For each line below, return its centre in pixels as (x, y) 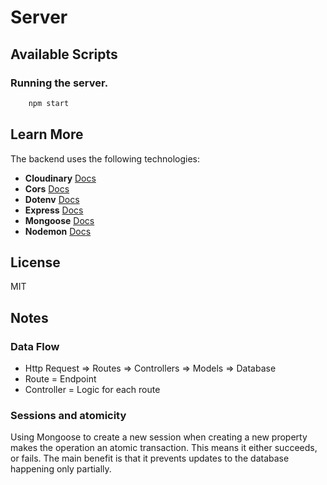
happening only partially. (61, 469)
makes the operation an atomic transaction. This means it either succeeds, (164, 448)
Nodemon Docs (58, 231)
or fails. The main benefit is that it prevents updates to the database (150, 458)
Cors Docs (47, 188)
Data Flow (35, 346)
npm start (49, 103)
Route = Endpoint (60, 379)
